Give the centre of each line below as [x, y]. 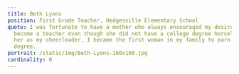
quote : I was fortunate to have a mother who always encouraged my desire [121, 27]
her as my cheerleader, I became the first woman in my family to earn [122, 40]
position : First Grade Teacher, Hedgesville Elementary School [103, 20]
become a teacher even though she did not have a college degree [113, 33]
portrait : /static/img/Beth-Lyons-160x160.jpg [78, 54]
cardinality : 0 [30, 60]
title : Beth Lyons [34, 14]
